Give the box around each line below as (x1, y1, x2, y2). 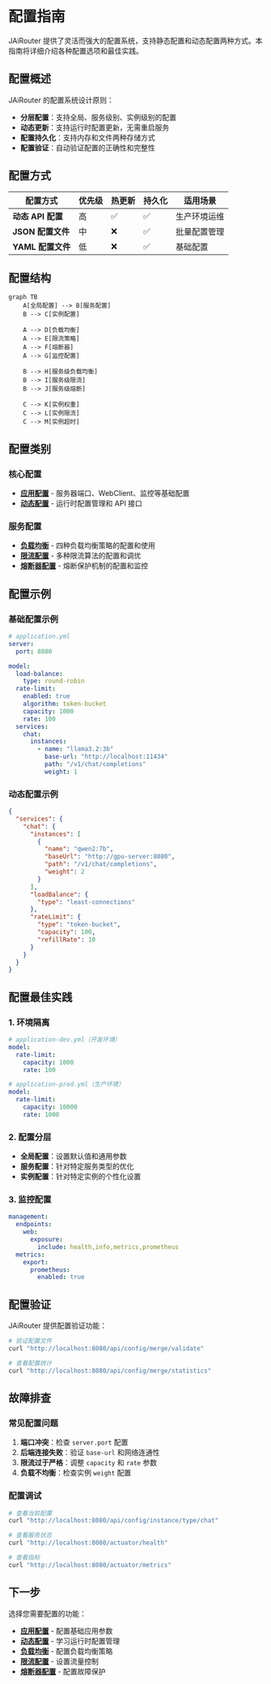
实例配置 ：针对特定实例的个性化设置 (19, 1172, 142, 1182)
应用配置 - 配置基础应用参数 (19, 1626, 113, 1635)
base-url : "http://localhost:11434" (44, 752, 168, 761)
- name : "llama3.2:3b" (37, 745, 114, 753)
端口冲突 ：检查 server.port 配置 (19, 1437, 129, 1447)
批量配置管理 (175, 226, 225, 237)
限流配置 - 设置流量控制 (19, 1656, 100, 1666)
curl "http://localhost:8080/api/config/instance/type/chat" (8, 1517, 219, 1525)
